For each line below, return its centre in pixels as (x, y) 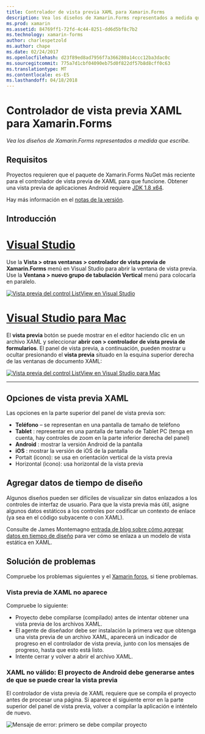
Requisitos (27, 160)
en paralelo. (21, 282)
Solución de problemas (51, 562)
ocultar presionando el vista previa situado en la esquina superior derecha (100, 355)
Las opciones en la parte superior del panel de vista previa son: (86, 413)
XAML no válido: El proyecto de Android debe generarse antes (101, 672)
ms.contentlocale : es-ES (38, 75)
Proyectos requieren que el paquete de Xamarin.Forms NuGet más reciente (101, 175)
